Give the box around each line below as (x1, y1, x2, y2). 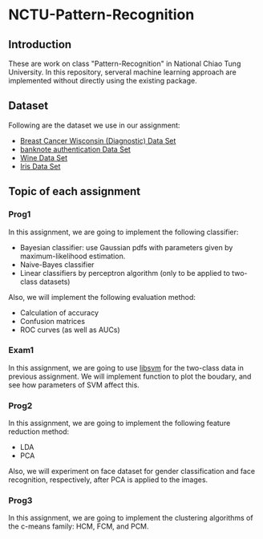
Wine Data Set (19, 152, 68, 162)
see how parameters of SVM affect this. (8, 379, 140, 390)
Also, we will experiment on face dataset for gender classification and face (8, 467, 255, 476)
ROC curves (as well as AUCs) (19, 325, 120, 334)
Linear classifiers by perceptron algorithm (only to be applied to (19, 268, 231, 278)
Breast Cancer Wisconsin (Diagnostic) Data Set (19, 136, 176, 145)
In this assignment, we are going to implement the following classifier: (8, 227, 239, 237)
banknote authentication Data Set (19, 144, 131, 154)
